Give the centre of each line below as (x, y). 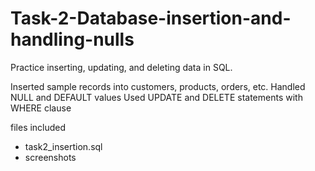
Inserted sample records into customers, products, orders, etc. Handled (158, 86)
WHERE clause (41, 108)
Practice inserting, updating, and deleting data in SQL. (121, 67)
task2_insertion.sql (63, 146)
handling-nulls (72, 39)
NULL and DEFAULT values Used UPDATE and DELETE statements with (156, 97)
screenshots (50, 157)
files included (38, 127)
